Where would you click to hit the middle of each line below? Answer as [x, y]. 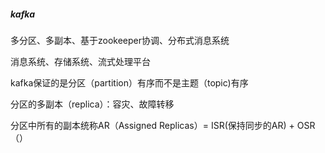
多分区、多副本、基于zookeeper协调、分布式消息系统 [120, 40]
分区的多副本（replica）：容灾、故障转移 [92, 104]
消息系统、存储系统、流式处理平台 [80, 61]
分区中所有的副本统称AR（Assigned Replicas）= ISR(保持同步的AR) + [152, 125]
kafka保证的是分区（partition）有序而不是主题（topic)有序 [129, 82]
